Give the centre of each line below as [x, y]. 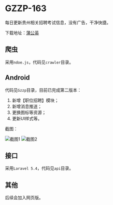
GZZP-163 [26, 8]
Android [17, 78]
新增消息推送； [27, 106]
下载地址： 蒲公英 [22, 32]
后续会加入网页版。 [24, 198]
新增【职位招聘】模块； [35, 100]
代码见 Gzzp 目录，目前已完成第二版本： [43, 90]
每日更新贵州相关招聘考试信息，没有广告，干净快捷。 [58, 22]
